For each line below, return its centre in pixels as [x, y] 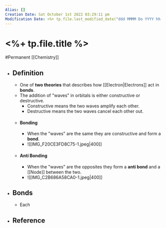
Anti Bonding [33, 155]
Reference [29, 220]
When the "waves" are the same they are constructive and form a [94, 134]
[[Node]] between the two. [54, 172]
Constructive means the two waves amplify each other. [83, 106]
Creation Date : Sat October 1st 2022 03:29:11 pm [57, 14]
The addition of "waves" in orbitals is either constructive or [80, 95]
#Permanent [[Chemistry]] [32, 57]
